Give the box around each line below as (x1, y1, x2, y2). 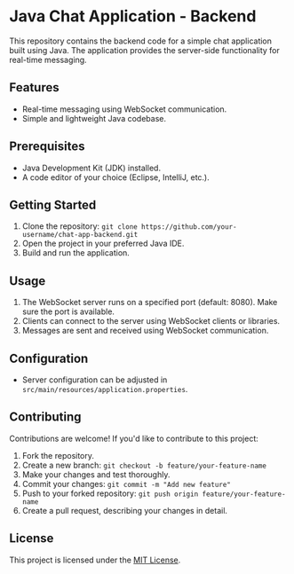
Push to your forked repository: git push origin (21, 488, 199, 499)
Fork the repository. (21, 450, 95, 460)
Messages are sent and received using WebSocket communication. (21, 326, 269, 336)
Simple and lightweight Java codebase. (21, 113, 167, 123)
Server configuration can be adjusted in (21, 374, 168, 385)
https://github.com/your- (140, 223, 237, 232)
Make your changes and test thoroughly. (21, 468, 171, 480)
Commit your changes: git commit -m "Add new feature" (21, 478, 231, 489)
